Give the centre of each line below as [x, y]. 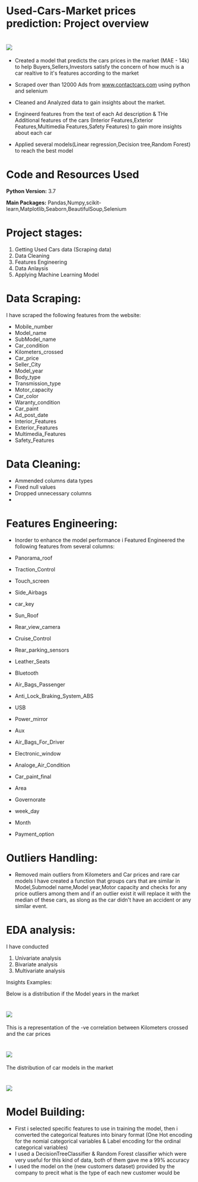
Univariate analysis [38, 958]
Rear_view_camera [37, 627]
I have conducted [28, 946]
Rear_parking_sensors [42, 650]
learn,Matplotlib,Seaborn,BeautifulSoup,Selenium [66, 209]
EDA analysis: [41, 930]
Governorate [30, 799]
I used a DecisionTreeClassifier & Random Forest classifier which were [100, 1153]
